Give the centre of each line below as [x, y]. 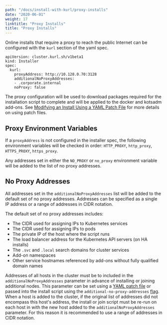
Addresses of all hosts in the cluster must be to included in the [69, 275]
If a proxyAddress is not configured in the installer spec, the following [76, 140]
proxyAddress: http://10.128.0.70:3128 [56, 75]
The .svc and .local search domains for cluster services [71, 250]
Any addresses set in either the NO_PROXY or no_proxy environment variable [81, 161]
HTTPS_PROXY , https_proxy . [32, 151]
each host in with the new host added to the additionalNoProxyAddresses [80, 307]
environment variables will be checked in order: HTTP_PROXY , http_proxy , [79, 146]
